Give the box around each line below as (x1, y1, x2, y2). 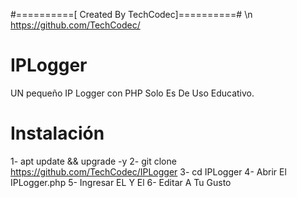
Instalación (10, 122, 105, 145)
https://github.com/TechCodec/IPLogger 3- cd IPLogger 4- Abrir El (10, 165, 287, 178)
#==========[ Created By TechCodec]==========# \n (10, 9, 253, 20)
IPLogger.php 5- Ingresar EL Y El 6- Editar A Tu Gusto (10, 176, 232, 188)
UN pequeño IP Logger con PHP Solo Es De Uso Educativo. (10, 87, 255, 99)
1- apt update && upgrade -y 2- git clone (10, 155, 177, 167)
